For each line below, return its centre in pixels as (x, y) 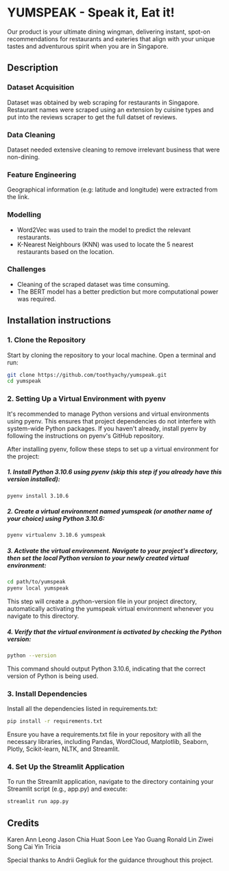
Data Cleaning (31, 135)
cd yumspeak (24, 381)
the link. (18, 197)
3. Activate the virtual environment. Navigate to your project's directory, (112, 550)
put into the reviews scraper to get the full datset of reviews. (92, 117)
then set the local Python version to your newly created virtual (98, 558)
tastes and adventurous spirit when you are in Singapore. (88, 46)
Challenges (26, 269)
